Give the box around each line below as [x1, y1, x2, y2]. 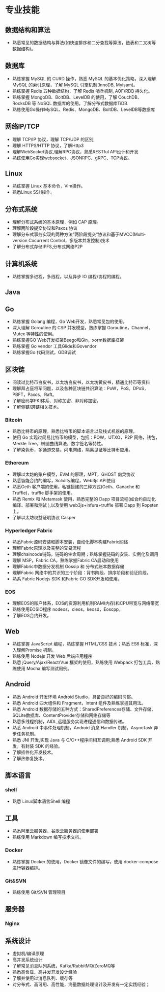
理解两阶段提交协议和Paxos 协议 [12, 225, 78, 231]
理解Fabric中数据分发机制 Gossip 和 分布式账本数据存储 [12, 563, 125, 569]
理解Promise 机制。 [16, 647, 56, 653]
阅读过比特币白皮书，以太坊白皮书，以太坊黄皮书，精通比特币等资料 [12, 379, 150, 385]
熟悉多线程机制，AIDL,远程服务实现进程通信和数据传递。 [12, 718, 127, 724]
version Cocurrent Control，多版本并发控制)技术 [12, 238, 110, 244]
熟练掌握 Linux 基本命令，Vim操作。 [12, 183, 85, 189]
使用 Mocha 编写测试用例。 [16, 666, 72, 672]
